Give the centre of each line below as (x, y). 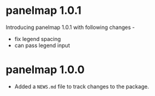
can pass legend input (42, 45)
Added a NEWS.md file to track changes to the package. (82, 86)
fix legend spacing (38, 39)
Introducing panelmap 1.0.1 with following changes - (70, 27)
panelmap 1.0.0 (45, 70)
